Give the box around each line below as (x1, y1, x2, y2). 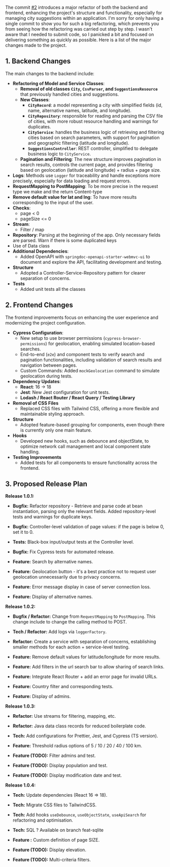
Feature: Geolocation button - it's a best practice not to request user (12, 568, 156, 575)
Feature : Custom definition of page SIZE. (12, 837, 100, 843)
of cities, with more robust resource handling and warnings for (27, 118, 159, 124)
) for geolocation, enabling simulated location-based (45, 340, 155, 346)
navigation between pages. (20, 362, 77, 368)
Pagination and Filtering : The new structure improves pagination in (20, 156, 161, 162)
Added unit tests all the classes (20, 286, 86, 292)
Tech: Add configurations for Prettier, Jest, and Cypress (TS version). (12, 733, 158, 739)
